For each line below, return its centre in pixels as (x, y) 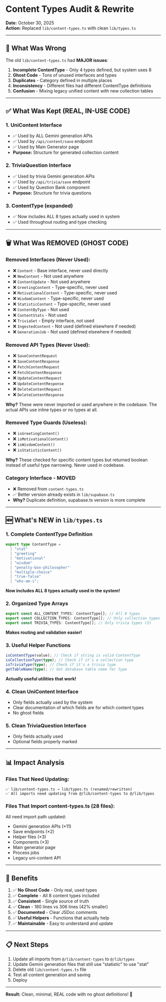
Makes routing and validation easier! (44, 632)
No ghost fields (28, 713)
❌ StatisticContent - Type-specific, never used (62, 304)
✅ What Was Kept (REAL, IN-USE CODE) (68, 111)
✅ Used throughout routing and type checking (60, 222)
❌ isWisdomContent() (34, 444)
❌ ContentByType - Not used (41, 309)
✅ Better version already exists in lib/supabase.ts (64, 494)
